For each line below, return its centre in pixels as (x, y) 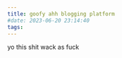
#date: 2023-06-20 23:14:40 (49, 21)
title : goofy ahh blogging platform (61, 14)
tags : (15, 27)
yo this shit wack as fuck (43, 47)
